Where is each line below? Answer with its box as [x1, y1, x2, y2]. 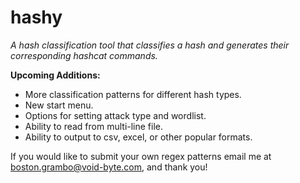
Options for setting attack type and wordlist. [24, 109, 207, 121]
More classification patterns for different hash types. [24, 88, 242, 100]
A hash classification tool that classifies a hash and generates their [10, 39, 290, 51]
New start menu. [24, 99, 94, 111]
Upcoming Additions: [10, 69, 101, 81]
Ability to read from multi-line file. [24, 120, 164, 132]
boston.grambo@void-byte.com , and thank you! [10, 161, 208, 173]
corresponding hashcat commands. [10, 49, 158, 61]
